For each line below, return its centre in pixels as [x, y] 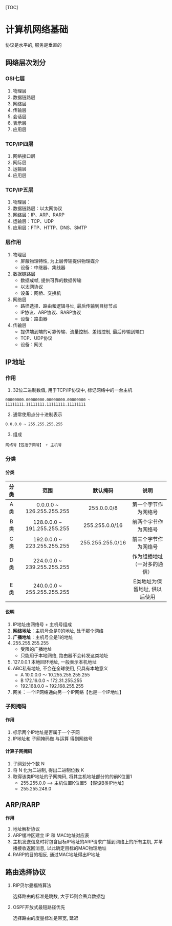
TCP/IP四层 [19, 144]
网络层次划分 [26, 63]
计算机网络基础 [37, 30]
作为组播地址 [148, 557]
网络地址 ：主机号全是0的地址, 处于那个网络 [58, 631]
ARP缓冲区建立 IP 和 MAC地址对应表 [51, 835]
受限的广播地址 [36, 649]
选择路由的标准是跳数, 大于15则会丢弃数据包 [59, 896]
